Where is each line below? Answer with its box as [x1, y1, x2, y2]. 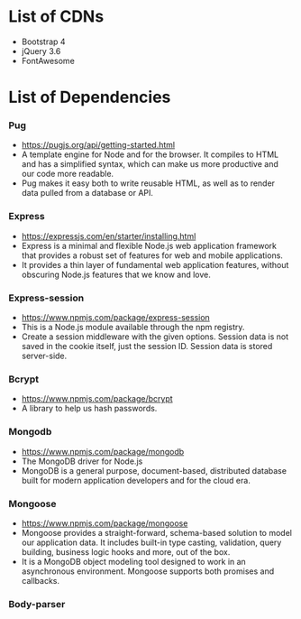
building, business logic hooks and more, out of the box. [21, 546, 231, 557]
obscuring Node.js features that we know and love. [21, 269, 211, 280]
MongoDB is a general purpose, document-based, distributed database [21, 465, 287, 476]
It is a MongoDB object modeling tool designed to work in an [21, 556, 247, 567]
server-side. [21, 350, 68, 362]
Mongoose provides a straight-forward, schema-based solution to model [21, 527, 292, 538]
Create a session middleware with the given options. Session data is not [21, 331, 289, 342]
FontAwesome [21, 55, 76, 66]
